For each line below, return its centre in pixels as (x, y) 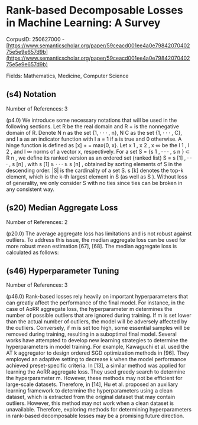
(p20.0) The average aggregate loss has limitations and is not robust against (99, 233)
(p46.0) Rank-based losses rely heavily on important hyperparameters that (97, 297)
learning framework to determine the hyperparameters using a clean (90, 391)
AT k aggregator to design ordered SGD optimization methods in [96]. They (98, 353)
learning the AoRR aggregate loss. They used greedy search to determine (96, 372)
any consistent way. (30, 189)
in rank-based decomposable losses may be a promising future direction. (95, 416)
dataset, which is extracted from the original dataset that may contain (91, 397)
